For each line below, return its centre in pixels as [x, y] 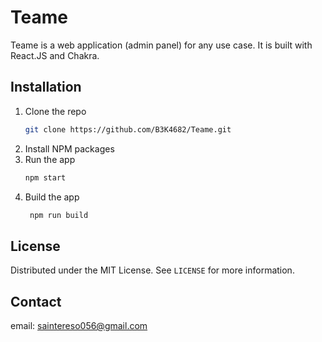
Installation [46, 87]
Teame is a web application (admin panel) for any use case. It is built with [161, 45]
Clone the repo [55, 111]
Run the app [50, 159]
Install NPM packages [69, 148]
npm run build [59, 215]
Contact [36, 301]
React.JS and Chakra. [55, 55]
